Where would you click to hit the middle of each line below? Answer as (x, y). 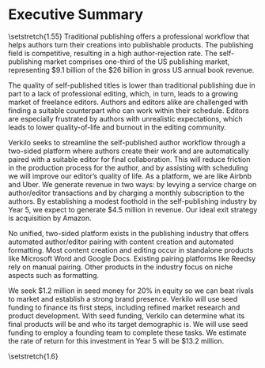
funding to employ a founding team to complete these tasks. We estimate (127, 332)
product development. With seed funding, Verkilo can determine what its (127, 315)
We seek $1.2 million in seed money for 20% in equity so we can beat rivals (131, 291)
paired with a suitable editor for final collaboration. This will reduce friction (129, 159)
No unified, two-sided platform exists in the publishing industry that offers (129, 233)
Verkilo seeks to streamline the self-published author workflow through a (127, 142)
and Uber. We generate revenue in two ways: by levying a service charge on (132, 184)
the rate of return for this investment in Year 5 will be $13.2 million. (116, 340)
